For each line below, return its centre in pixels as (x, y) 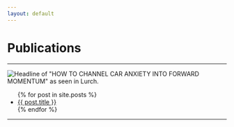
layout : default (31, 14)
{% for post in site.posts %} (57, 94)
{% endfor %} (37, 109)
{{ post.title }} (37, 102)
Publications (44, 48)
